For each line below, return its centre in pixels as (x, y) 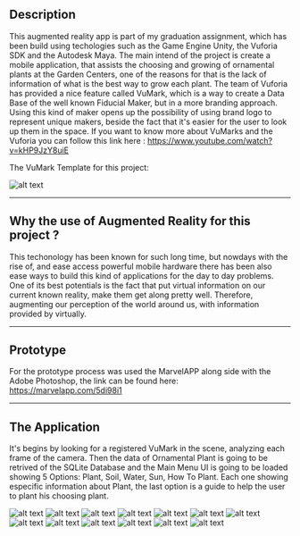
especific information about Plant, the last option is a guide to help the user (147, 487)
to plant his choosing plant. (59, 496)
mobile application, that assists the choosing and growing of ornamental (142, 64)
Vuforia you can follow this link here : (77, 140)
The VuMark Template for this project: (79, 167)
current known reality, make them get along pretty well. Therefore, (131, 295)
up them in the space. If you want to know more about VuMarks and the (142, 131)
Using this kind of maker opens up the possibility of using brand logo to (141, 112)
